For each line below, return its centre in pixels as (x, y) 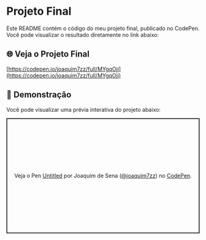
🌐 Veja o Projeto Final (48, 54)
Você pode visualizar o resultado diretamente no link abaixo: (83, 34)
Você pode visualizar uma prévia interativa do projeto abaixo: (84, 109)
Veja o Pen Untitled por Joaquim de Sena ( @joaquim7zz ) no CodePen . (103, 176)
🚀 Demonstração (39, 95)
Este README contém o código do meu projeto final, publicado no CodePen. (103, 28)
